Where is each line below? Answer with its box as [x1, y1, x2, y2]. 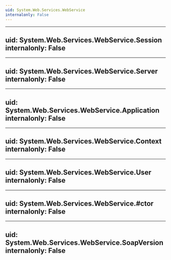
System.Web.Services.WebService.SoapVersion [5, 238, 164, 247]
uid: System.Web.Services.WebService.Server [5, 67, 158, 75]
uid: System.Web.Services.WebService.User [5, 168, 152, 177]
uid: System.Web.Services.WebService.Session [5, 36, 162, 44]
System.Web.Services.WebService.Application [5, 106, 160, 114]
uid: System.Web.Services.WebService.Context [5, 137, 162, 146]
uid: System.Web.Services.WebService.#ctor [5, 199, 154, 208]
